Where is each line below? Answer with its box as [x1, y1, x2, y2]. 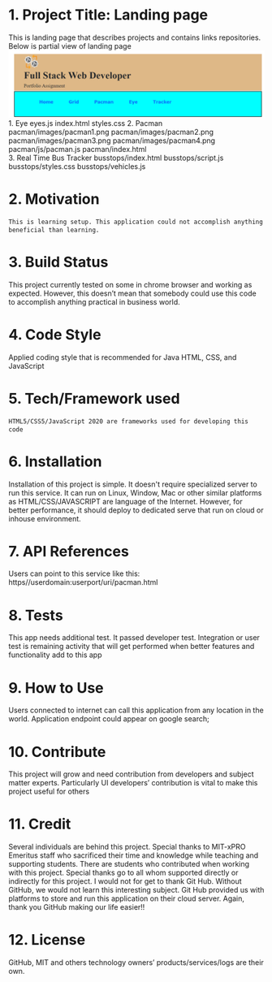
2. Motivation [8, 190, 100, 209]
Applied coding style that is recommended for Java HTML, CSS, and [8, 352, 237, 362]
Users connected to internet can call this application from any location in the [8, 705, 264, 716]
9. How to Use [8, 678, 104, 697]
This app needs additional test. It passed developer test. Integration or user [8, 633, 260, 642]
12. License [8, 931, 86, 950]
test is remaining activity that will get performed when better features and [8, 642, 255, 651]
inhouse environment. [8, 513, 81, 523]
